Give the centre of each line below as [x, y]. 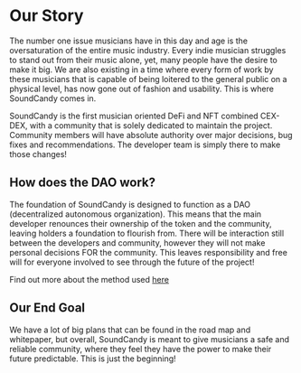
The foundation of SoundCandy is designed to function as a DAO [130, 204]
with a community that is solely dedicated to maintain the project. [151, 125]
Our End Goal [47, 308]
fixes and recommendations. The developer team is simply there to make [145, 145]
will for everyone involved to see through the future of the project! [132, 262]
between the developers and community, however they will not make [137, 242]
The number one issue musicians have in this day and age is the [129, 41]
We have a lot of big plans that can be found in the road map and [130, 330]
